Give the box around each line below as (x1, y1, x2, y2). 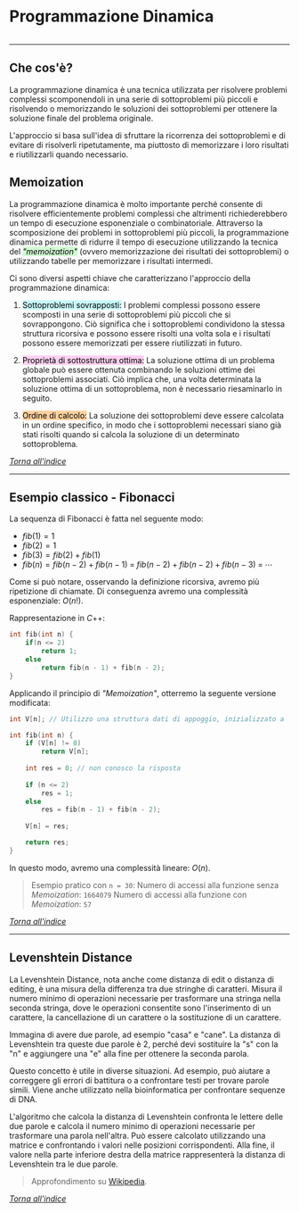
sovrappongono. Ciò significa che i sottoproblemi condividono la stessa (21, 319, 286, 329)
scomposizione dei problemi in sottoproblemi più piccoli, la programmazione (9, 227, 289, 237)
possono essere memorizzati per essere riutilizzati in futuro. (21, 337, 243, 348)
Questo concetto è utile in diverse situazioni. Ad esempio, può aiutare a (9, 1065, 271, 1076)
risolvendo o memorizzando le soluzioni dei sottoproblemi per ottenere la (9, 103, 278, 113)
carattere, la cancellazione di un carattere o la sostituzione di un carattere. (9, 1011, 282, 1023)
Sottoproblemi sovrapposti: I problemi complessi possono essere (21, 299, 261, 310)
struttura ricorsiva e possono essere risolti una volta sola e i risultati (21, 328, 271, 338)
